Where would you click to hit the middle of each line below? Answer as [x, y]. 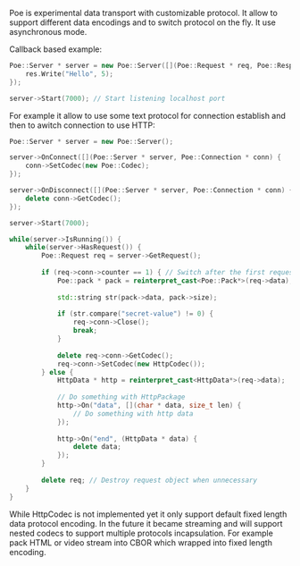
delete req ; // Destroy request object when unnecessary [149, 480]
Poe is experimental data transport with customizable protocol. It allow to [144, 13]
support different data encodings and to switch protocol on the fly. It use [143, 22]
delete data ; [97, 447]
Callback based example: [56, 49]
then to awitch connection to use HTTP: [83, 125]
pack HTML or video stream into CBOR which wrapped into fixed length [141, 542]
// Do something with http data [133, 414]
